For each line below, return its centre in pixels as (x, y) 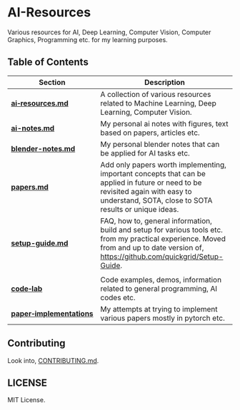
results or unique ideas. (140, 209)
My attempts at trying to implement (159, 309)
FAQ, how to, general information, (156, 220)
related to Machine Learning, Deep (158, 103)
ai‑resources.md (40, 103)
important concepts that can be (153, 173)
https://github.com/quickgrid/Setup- (162, 256)
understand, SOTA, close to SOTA (156, 200)
